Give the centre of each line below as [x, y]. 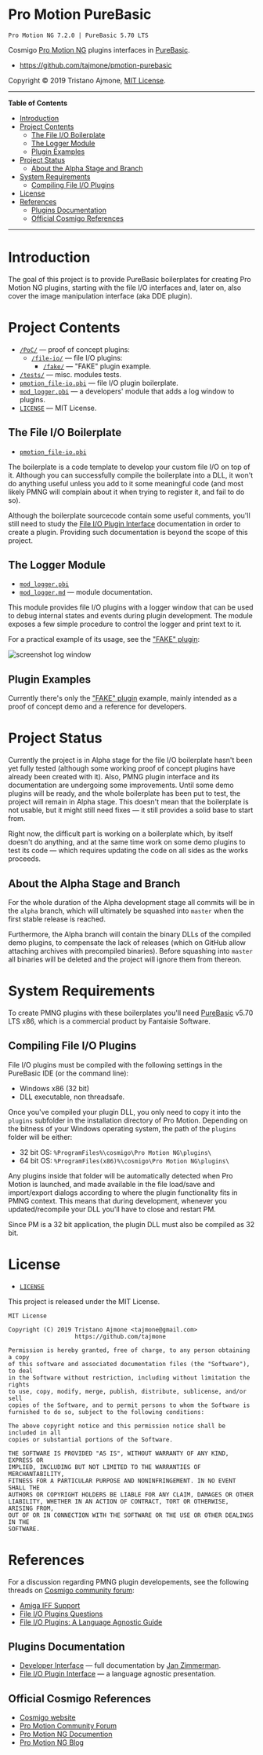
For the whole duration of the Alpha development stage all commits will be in [131, 902]
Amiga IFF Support [50, 1605]
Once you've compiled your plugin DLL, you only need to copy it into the [124, 1112]
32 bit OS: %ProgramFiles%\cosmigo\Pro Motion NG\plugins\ [115, 1152]
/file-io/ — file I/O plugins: [77, 357]
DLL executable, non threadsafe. [72, 1097]
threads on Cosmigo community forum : [71, 1590]
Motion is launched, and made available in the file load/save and [112, 1184]
